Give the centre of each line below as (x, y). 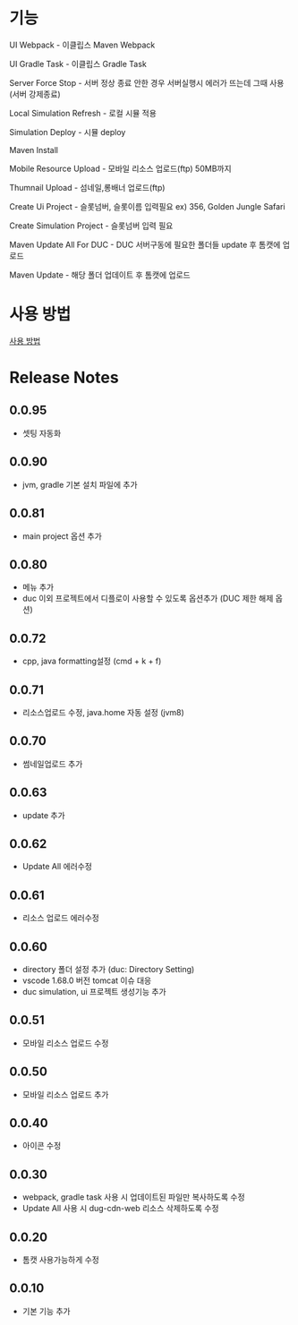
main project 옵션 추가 (62, 536)
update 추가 (43, 815)
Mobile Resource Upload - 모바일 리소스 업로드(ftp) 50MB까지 (120, 168)
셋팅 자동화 (42, 433)
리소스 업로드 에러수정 (61, 918)
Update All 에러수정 (57, 867)
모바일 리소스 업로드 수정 (65, 1043)
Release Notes (64, 378)
